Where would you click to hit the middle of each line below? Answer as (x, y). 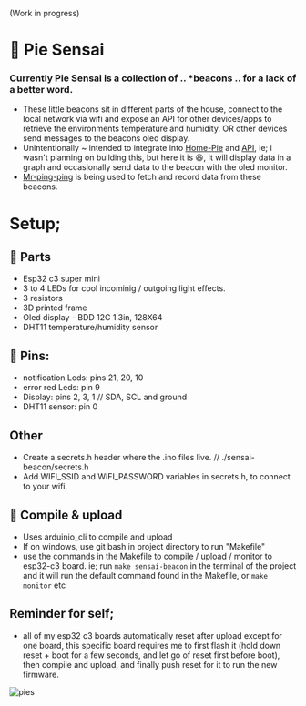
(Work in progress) (45, 13)
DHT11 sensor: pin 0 (60, 407)
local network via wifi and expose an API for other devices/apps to (147, 119)
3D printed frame (55, 308)
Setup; (35, 223)
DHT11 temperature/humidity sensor (90, 328)
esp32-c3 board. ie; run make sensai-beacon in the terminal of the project (159, 565)
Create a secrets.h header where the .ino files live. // (121, 458)
